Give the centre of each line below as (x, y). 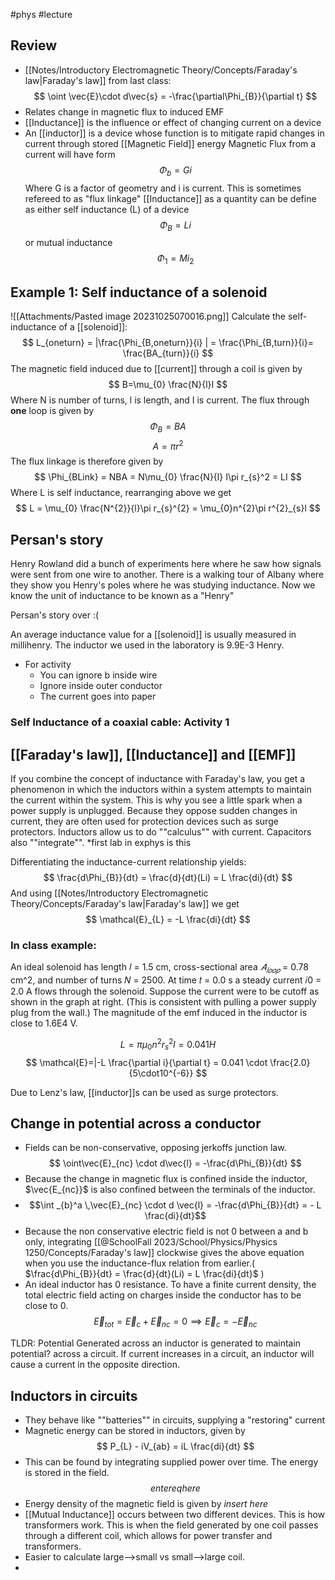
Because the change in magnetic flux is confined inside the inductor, (166, 1179)
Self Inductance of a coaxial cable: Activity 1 (120, 722)
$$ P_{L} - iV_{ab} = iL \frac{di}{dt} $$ (175, 1446)
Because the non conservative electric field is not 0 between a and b (166, 1231)
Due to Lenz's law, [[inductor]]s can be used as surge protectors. (144, 1092)
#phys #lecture (41, 14)
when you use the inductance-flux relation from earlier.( (140, 1263)
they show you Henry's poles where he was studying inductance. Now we (163, 585)
